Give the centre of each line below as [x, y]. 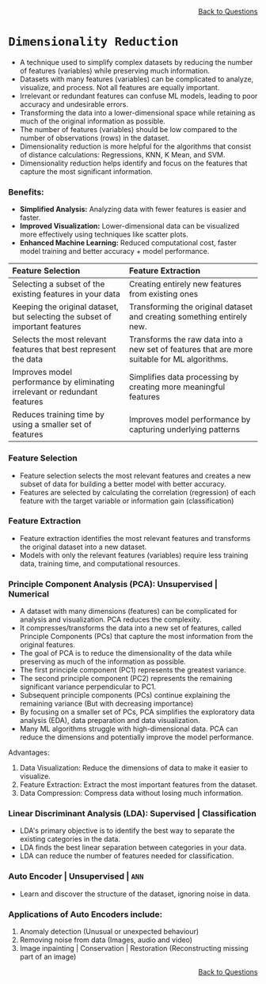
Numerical [29, 594]
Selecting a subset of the [59, 284]
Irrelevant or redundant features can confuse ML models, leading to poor [139, 96]
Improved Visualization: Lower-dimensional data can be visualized [129, 226]
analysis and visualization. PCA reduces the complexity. [110, 619]
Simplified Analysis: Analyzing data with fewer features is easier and [133, 210]
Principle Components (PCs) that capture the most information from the [136, 637]
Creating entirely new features [185, 284]
